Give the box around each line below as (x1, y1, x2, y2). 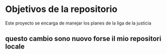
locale (5, 42, 25, 51)
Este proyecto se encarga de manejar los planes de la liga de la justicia (5, 20, 151, 26)
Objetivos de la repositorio (5, 3, 118, 15)
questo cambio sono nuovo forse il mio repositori (5, 34, 161, 43)
